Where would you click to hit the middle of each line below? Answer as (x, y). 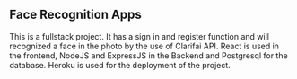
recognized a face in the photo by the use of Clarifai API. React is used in (144, 46)
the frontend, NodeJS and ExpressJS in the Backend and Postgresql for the (149, 55)
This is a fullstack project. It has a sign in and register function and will (139, 36)
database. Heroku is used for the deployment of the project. (120, 65)
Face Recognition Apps (75, 15)
